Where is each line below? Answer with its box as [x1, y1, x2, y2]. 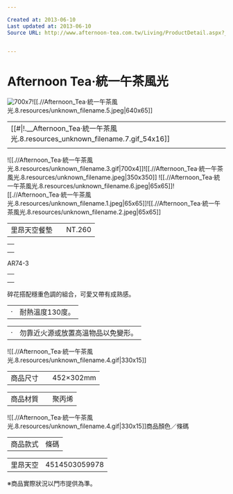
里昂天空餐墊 [10, 225, 53, 235]
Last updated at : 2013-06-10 [7, 22, 92, 30]
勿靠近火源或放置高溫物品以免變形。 [19, 328, 138, 338]
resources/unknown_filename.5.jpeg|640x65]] [20, 106, 153, 115]
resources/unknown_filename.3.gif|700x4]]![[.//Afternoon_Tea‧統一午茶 [20, 165, 224, 173]
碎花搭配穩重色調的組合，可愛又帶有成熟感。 [7, 290, 135, 299]
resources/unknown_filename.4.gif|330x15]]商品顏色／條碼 [20, 422, 189, 431]
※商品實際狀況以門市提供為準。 [7, 479, 96, 488]
